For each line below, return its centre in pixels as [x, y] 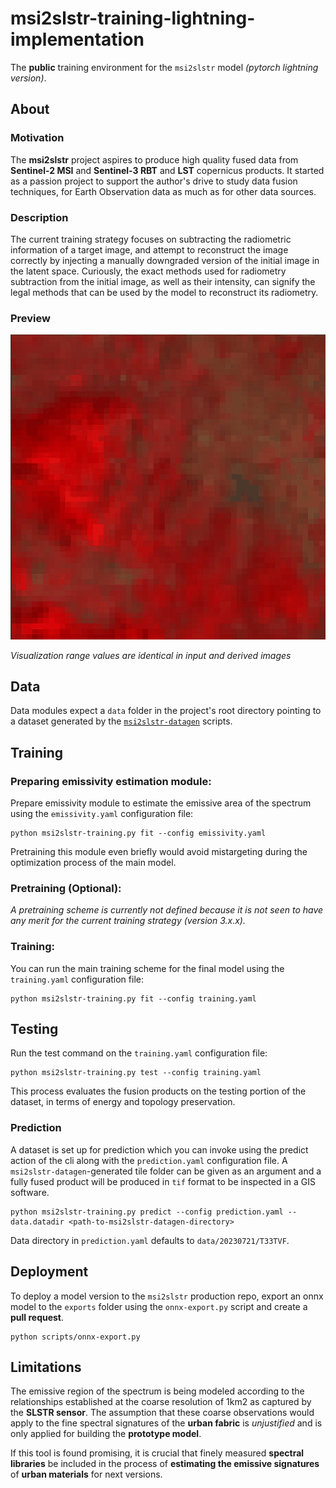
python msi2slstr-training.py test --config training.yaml [136, 1073]
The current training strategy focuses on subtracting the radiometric [151, 239]
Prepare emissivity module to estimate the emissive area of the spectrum [161, 803]
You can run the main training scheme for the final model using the [147, 968]
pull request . [37, 1317]
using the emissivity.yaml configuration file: [102, 813]
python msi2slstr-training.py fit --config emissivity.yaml [138, 833]
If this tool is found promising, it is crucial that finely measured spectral [157, 1453]
